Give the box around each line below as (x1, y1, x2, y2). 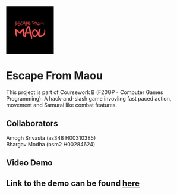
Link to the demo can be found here (6, 178, 140, 188)
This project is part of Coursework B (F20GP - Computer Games (6, 89, 163, 96)
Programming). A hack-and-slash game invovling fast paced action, (6, 95, 172, 102)
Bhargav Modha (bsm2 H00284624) (6, 140, 96, 148)
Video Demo (6, 158, 53, 168)
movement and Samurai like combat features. (6, 101, 118, 108)
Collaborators (6, 118, 58, 129)
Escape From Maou (6, 69, 103, 83)
